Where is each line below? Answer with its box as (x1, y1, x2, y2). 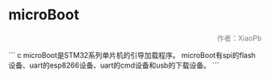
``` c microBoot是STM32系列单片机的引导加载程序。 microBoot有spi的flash (8, 50, 256, 60)
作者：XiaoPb (216, 33, 262, 43)
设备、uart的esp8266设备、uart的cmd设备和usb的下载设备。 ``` (8, 60, 219, 70)
